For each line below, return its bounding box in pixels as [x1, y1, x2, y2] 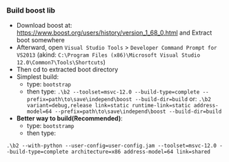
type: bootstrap [26, 80, 72, 89]
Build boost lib [6, 6, 56, 15]
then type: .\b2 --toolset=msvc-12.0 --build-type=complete [26, 87, 200, 96]
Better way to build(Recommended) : [16, 114, 123, 123]
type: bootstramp [26, 122, 74, 130]
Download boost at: [16, 21, 72, 30]
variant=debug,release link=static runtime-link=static [26, 102, 191, 109]
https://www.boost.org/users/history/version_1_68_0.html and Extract [16, 28, 212, 37]
